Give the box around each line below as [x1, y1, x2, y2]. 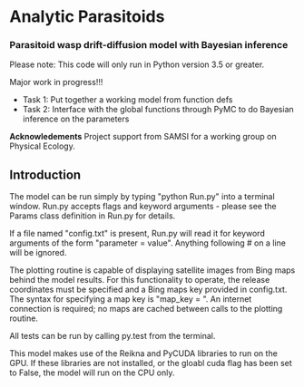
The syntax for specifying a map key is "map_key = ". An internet [9, 294, 252, 305]
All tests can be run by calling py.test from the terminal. [9, 331, 216, 342]
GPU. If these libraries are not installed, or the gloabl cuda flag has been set [9, 358, 292, 369]
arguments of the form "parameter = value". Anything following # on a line [9, 237, 286, 248]
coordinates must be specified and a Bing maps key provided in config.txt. [9, 284, 288, 295]
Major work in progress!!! [9, 77, 103, 88]
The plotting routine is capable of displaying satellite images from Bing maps [9, 265, 296, 276]
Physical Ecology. [9, 140, 75, 151]
